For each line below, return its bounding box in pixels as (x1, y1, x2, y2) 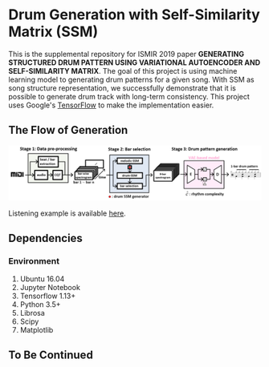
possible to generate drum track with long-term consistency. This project (8, 91, 251, 101)
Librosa (19, 308, 46, 317)
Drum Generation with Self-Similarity (8, 6, 261, 24)
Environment (8, 256, 60, 267)
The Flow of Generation (8, 123, 128, 137)
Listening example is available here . (8, 208, 126, 218)
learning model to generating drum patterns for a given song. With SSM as (8, 75, 255, 84)
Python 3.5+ (19, 299, 62, 309)
